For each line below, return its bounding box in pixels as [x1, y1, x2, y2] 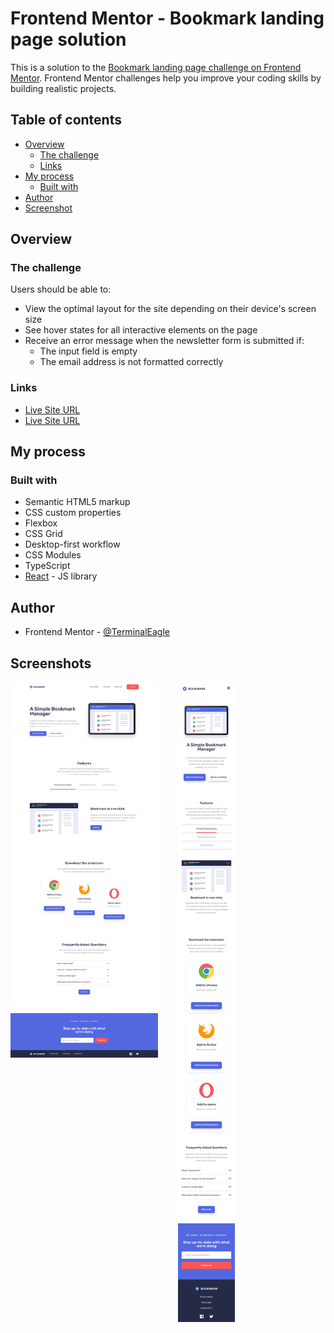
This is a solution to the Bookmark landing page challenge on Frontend [10, 61, 302, 73]
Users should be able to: [10, 283, 112, 296]
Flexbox [24, 517, 58, 529]
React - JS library [24, 570, 98, 582]
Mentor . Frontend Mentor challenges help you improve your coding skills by [10, 72, 322, 84]
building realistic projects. [10, 82, 117, 94]
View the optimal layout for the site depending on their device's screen [24, 303, 317, 315]
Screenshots [10, 655, 92, 672]
